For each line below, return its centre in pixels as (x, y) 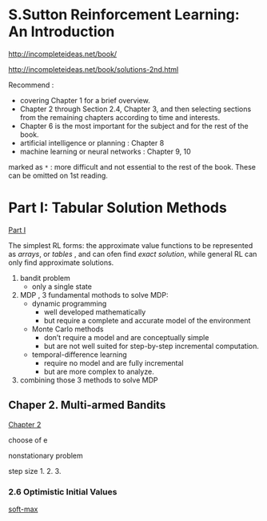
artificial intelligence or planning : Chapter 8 (92, 142)
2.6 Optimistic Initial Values (63, 491)
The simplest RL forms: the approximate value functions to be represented (131, 245)
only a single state (62, 287)
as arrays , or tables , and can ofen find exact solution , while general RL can (133, 254)
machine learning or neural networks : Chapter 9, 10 (106, 151)
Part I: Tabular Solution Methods (118, 208)
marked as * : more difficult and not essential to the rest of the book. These (132, 166)
